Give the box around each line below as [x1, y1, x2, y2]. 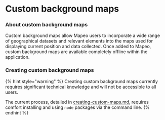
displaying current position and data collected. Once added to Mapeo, [5, 44, 151, 50]
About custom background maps [5, 21, 88, 28]
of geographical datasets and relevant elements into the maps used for [5, 38, 153, 44]
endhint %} [5, 109, 29, 115]
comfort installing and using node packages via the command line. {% [5, 104, 150, 110]
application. [5, 54, 30, 60]
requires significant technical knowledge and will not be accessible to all [5, 84, 156, 90]
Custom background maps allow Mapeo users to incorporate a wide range [5, 32, 160, 38]
